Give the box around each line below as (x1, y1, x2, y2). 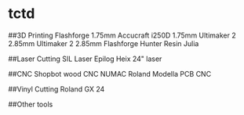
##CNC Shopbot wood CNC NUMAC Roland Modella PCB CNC (8, 69, 212, 78)
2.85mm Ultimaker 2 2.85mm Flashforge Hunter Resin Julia (8, 38, 199, 48)
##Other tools (8, 99, 53, 109)
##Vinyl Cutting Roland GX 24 (8, 84, 105, 94)
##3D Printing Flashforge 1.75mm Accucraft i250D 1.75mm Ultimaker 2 (8, 31, 237, 40)
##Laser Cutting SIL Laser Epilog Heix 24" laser (8, 54, 162, 63)
